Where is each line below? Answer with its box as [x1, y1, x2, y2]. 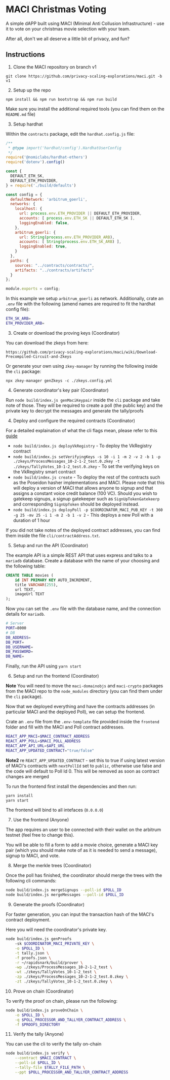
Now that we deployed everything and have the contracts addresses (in [6, 704, 155, 710]
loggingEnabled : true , [19, 244, 67, 249]
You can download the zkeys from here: [6, 339, 89, 346]
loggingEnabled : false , [19, 220, 70, 226]
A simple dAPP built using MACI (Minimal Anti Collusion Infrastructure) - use [6, 20, 164, 26]
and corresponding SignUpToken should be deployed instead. [13, 501, 140, 507]
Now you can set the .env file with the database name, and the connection [6, 606, 161, 612]
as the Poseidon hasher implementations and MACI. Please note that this [13, 479, 165, 486]
